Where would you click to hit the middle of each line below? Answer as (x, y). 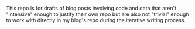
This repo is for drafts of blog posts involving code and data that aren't (91, 8)
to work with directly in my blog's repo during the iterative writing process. (96, 20)
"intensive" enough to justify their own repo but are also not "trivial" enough (97, 14)
